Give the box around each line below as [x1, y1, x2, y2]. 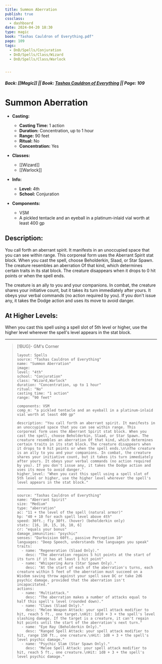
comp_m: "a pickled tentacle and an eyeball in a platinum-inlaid [16, 408, 153, 413]
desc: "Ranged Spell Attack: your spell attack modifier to [26, 629, 149, 634]
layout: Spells [16, 353, 48, 358]
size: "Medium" [16, 502, 48, 506]
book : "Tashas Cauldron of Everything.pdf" [5, 34, 94, 39]
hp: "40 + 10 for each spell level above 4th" [16, 514, 112, 519]
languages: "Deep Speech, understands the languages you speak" [16, 540, 149, 545]
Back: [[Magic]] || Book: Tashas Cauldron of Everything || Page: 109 [5, 80, 145, 86]
